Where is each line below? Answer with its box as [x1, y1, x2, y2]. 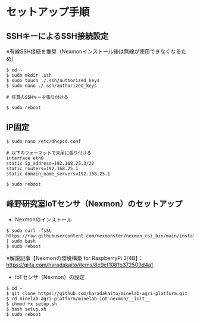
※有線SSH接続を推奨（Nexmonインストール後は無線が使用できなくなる [6, 48, 182, 55]
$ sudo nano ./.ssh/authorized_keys [6, 83, 97, 89]
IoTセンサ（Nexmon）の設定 [14, 273, 85, 280]
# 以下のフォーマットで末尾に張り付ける [6, 150, 92, 156]
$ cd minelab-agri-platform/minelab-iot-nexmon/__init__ [6, 296, 151, 302]
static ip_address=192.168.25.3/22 [6, 160, 95, 167]
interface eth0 [6, 155, 44, 161]
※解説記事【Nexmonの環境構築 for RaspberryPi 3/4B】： [6, 254, 143, 262]
